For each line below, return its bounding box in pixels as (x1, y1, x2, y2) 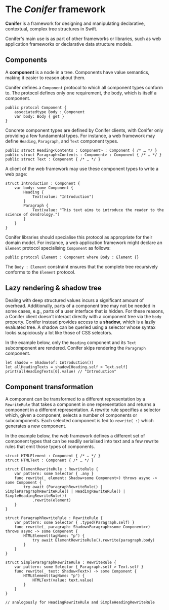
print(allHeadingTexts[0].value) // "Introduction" (5, 369, 116, 374)
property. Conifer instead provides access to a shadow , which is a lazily (5, 319, 156, 325)
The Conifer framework (5, 4, 106, 15)
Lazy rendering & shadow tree (5, 284, 102, 292)
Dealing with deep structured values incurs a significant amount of (5, 297, 144, 303)
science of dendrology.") (5, 212, 60, 217)
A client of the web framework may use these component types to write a (5, 165, 158, 172)
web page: (5, 171, 28, 177)
